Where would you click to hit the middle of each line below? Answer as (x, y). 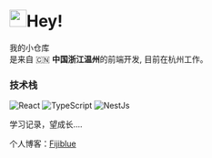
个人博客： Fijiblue (43, 144)
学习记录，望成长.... (46, 124)
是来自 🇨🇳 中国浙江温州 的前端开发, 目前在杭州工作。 (109, 58)
